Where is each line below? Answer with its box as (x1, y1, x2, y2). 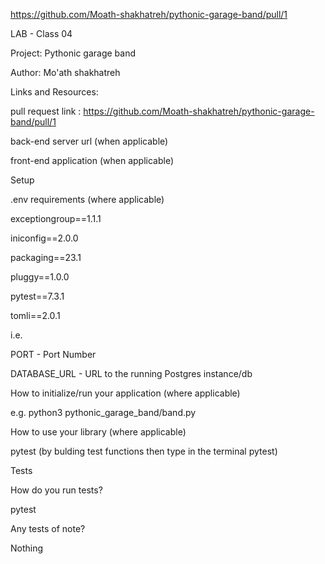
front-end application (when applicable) (10, 155, 175, 166)
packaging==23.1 (10, 252, 82, 263)
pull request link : (10, 105, 82, 117)
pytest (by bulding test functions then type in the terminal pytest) (10, 445, 278, 457)
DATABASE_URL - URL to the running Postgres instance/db (10, 368, 253, 379)
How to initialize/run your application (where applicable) (10, 387, 241, 399)
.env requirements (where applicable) (10, 194, 165, 205)
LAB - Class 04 (10, 28, 73, 39)
